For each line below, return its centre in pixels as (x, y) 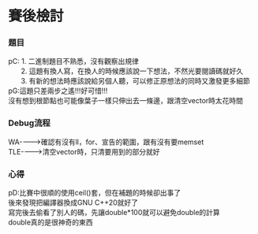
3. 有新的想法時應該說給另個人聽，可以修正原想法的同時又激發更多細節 (136, 81)
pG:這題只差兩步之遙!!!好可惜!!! (58, 91)
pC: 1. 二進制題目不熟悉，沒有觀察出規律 (74, 61)
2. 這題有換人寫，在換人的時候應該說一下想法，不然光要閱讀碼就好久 (132, 71)
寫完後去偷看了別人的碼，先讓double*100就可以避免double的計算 (114, 213)
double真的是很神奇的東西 (50, 222)
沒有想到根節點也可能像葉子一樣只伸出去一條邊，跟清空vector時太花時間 (125, 101)
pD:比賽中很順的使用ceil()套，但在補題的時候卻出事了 (95, 193)
